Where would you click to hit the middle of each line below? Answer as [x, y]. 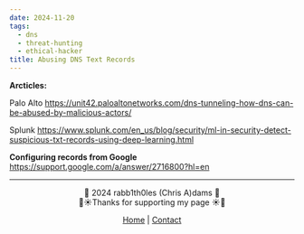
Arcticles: [28, 85]
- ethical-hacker [50, 51]
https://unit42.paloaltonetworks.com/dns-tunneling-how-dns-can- [169, 103]
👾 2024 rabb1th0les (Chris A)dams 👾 [152, 192]
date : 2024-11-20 [42, 18]
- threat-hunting [50, 43]
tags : [19, 26]
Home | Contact [152, 220]
